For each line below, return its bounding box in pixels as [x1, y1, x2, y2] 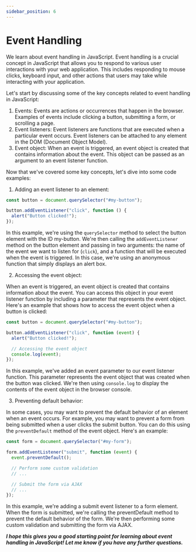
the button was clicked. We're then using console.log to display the [6, 380, 169, 387]
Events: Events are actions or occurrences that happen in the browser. [14, 107, 184, 114]
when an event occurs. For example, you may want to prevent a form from [6, 415, 185, 422]
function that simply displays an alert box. [6, 260, 107, 267]
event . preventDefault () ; [11, 455, 72, 461]
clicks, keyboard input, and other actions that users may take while [6, 71, 167, 79]
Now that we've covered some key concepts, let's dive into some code [6, 168, 177, 175]
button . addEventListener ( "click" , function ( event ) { [6, 329, 140, 336]
